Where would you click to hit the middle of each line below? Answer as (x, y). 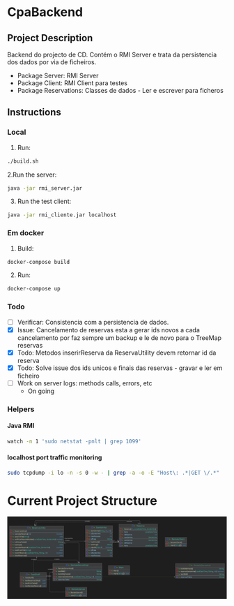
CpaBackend (45, 12)
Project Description (50, 38)
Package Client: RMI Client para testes (72, 83)
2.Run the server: (32, 175)
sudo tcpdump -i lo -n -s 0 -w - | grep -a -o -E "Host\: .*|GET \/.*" (114, 473)
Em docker (26, 233)
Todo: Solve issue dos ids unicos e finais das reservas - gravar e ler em (120, 368)
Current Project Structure (83, 501)
